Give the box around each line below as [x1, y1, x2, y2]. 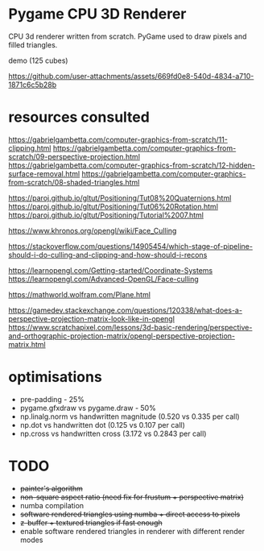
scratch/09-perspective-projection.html [8, 151, 141, 161]
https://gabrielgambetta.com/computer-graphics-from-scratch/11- [8, 135, 228, 144]
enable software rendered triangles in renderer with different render [19, 526, 245, 536]
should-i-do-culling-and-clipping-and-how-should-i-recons [8, 250, 208, 259]
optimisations [8, 368, 102, 387]
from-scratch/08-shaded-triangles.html [8, 177, 140, 187]
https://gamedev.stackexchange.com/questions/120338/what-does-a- [8, 305, 243, 315]
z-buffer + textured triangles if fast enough [19, 517, 163, 528]
